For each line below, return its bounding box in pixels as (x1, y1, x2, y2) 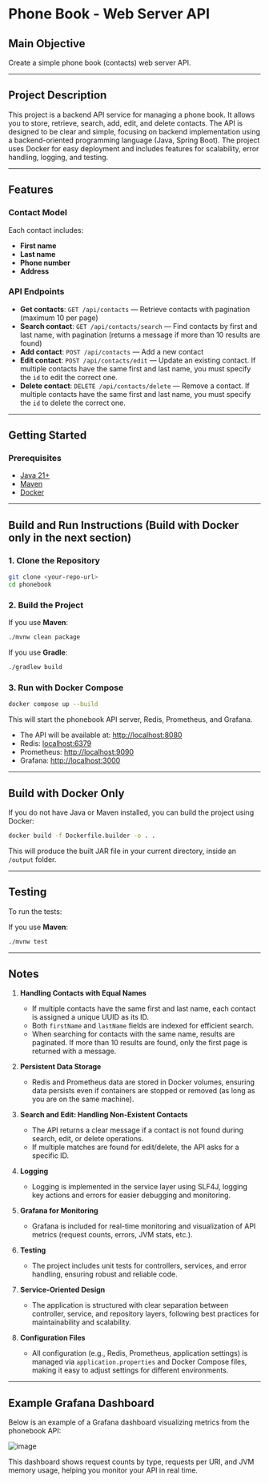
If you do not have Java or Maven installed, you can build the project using (8, 808, 255, 817)
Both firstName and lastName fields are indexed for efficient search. (31, 1021, 255, 1031)
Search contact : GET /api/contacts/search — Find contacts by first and (19, 321, 258, 331)
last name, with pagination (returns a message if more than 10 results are (19, 330, 261, 339)
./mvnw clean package (8, 633, 81, 641)
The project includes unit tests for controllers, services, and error (31, 1261, 247, 1271)
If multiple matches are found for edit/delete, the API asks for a (31, 1142, 239, 1152)
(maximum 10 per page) (19, 313, 98, 323)
